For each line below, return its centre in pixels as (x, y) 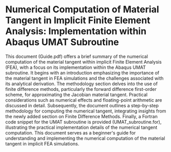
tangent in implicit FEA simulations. (42, 144)
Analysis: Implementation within (76, 31)
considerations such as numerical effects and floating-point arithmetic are (84, 100)
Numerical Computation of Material (82, 9)
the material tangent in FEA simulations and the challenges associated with (84, 78)
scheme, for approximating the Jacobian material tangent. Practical (77, 94)
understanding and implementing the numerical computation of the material (85, 138)
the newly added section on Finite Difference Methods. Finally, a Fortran (81, 116)
